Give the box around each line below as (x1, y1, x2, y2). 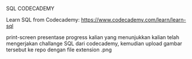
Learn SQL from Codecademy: (6, 16, 80, 23)
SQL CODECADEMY (6, 5, 55, 12)
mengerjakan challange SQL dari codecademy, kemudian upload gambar (6, 40, 183, 47)
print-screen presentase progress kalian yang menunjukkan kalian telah (6, 34, 180, 40)
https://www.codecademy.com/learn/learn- (81, 16, 187, 23)
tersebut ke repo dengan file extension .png (6, 46, 112, 53)
